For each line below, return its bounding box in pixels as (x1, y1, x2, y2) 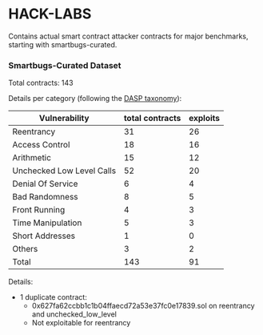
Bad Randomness (12, 192, 78, 203)
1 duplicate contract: (19, 293, 88, 302)
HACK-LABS (8, 5, 92, 23)
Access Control (12, 139, 70, 151)
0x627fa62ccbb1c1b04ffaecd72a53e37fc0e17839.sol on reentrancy (31, 301, 255, 311)
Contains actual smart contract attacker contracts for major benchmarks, (8, 31, 249, 41)
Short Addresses (12, 230, 76, 241)
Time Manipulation (12, 217, 82, 228)
